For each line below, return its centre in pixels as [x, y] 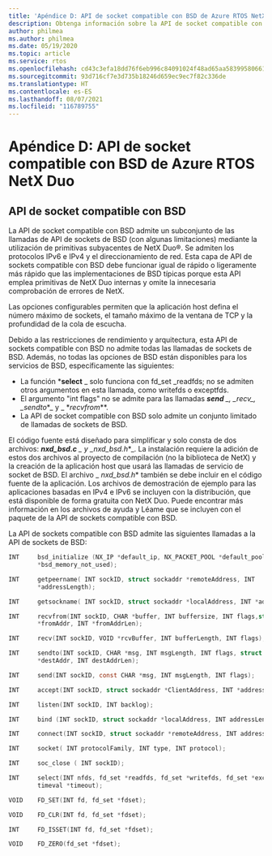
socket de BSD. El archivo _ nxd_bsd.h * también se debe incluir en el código [135, 475]
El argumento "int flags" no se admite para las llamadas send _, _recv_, [138, 399]
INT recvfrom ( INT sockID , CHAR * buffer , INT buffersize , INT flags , [134, 616]
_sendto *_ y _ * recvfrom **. [64, 408]
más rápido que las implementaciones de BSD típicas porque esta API [125, 274]
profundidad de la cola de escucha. [68, 324]
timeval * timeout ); [70, 785]
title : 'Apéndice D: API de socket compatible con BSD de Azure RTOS [128, 16]
